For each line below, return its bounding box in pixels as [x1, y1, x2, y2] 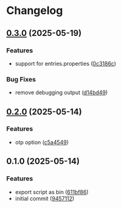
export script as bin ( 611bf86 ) [15, 188, 89, 195]
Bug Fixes [6, 75, 36, 83]
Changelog [6, 4, 63, 18]
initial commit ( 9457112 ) [15, 195, 75, 202]
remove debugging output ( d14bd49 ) [15, 89, 108, 96]
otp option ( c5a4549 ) [15, 138, 69, 146]
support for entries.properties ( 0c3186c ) [15, 60, 117, 67]
